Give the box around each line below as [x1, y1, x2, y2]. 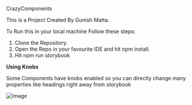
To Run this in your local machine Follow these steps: [6, 28, 136, 35]
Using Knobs [6, 63, 39, 70]
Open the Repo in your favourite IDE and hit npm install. [14, 45, 151, 52]
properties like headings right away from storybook [6, 81, 132, 88]
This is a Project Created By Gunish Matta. [6, 17, 110, 23]
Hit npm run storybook [14, 52, 70, 58]
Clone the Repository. [14, 40, 68, 46]
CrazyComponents [6, 5, 52, 12]
